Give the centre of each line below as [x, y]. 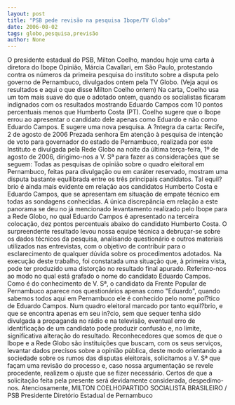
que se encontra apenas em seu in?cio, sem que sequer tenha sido [104, 314]
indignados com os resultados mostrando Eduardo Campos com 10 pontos [115, 105]
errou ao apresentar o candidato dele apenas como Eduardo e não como [112, 119]
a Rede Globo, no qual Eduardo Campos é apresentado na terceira [103, 217]
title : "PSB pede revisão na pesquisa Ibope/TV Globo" [89, 20]
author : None [26, 40]
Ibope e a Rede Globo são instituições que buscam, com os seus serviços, [115, 343]
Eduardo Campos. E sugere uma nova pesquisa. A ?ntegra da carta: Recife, [116, 127]
